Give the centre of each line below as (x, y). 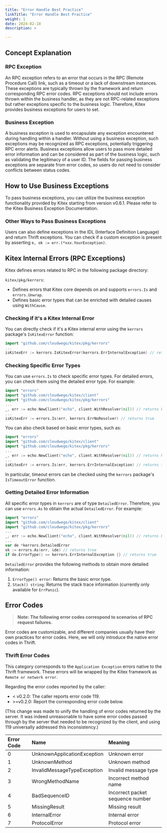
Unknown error (126, 754)
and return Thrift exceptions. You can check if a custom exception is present (83, 237)
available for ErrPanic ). (36, 589)
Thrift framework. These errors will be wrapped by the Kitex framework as (81, 671)
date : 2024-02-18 (23, 24)
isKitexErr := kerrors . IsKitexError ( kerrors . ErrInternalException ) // (80, 353)
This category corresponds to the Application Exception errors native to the (83, 666)
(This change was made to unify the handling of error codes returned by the (83, 711)
